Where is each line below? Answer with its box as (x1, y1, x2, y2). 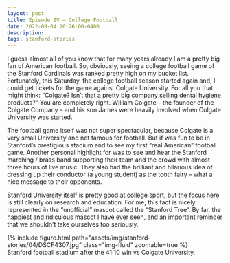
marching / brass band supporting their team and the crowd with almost (7, 156, 211, 164)
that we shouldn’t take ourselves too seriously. (7, 220, 139, 229)
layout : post (7, 10, 45, 17)
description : (7, 29, 45, 36)
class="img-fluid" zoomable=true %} (83, 241, 189, 249)
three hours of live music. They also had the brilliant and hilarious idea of (7, 163, 213, 171)
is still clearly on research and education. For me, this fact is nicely (7, 198, 196, 207)
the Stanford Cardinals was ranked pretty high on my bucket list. (7, 70, 189, 78)
